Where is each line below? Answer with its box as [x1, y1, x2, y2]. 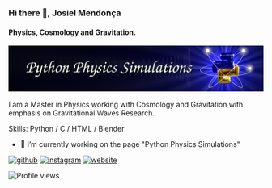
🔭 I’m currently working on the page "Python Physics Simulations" [19, 139, 240, 148]
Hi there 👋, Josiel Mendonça [8, 7, 121, 19]
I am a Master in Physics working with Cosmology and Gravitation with [8, 99, 244, 109]
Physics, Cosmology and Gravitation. [8, 27, 136, 37]
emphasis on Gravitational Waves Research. [8, 108, 155, 118]
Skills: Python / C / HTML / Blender [8, 123, 125, 133]
